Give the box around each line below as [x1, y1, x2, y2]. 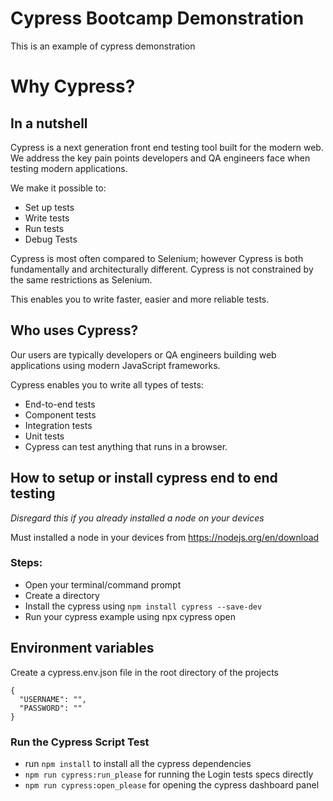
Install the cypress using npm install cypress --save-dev [24, 600, 263, 612]
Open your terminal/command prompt [24, 578, 182, 591]
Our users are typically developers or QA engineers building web [10, 348, 277, 361]
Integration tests [24, 419, 93, 431]
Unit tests [24, 430, 65, 442]
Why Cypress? [10, 75, 136, 98]
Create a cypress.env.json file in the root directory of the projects [10, 666, 279, 678]
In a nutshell [10, 115, 88, 132]
